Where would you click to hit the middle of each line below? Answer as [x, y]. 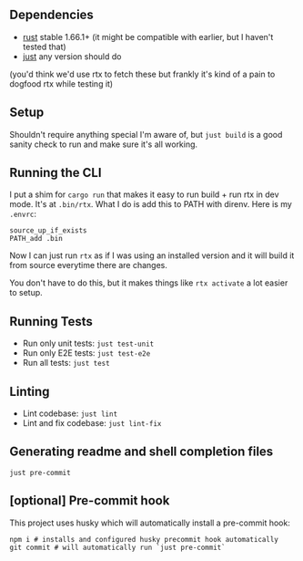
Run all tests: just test [66, 363]
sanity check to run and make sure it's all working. [104, 144]
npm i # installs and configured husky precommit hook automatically [144, 539]
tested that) [44, 47]
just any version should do [72, 56]
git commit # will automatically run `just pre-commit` [117, 547]
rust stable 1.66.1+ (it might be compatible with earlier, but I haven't [148, 36]
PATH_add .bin [36, 239]
